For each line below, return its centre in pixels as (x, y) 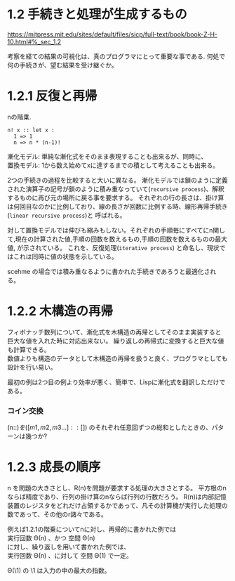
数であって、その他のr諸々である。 (57, 514)
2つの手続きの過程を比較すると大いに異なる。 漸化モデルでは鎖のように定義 (117, 180)
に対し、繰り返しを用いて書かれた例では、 (69, 547)
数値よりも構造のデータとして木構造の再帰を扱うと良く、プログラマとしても (117, 358)
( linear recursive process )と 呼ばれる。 (67, 215)
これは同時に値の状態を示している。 (65, 256)
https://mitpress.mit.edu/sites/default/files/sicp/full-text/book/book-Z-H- (113, 34)
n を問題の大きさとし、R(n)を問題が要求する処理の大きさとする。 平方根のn (117, 488)
